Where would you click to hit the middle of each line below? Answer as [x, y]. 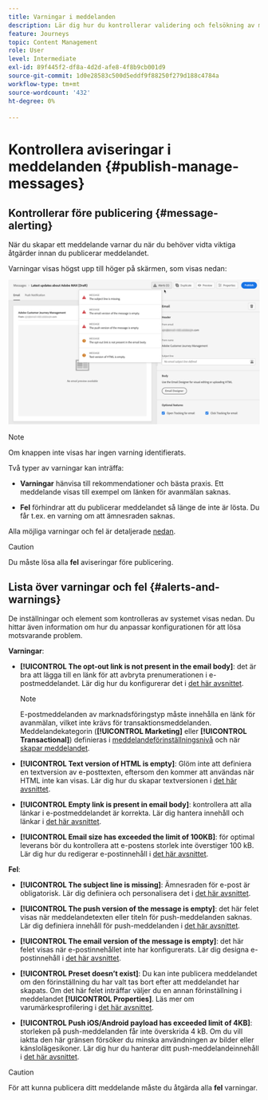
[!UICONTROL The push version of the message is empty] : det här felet [139, 909]
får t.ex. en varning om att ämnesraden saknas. [97, 515]
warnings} [35, 599]
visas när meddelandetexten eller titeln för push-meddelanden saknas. [136, 917]
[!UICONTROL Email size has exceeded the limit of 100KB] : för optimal [137, 837]
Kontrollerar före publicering [81, 213]
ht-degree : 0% [32, 101]
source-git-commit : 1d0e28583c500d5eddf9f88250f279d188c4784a [114, 76]
